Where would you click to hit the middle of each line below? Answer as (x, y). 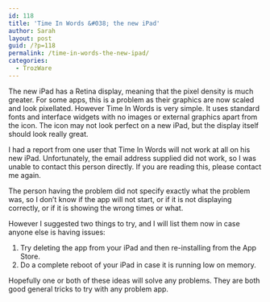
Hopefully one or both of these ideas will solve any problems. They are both (134, 280)
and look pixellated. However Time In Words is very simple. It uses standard (134, 108)
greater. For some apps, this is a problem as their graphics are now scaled (131, 99)
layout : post (30, 38)
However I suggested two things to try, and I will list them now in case (124, 223)
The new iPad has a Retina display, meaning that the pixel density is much (131, 91)
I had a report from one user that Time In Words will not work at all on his (129, 149)
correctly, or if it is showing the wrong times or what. (96, 208)
